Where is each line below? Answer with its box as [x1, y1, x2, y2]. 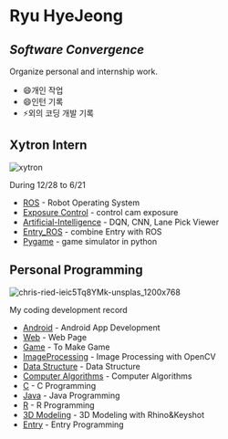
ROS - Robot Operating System [22, 197, 140, 208]
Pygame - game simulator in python [22, 235, 158, 246]
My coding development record [9, 304, 128, 315]
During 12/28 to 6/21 [9, 179, 87, 190]
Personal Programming [9, 262, 143, 278]
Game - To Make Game [22, 341, 110, 352]
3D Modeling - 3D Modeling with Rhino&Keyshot [22, 409, 205, 420]
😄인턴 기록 [22, 97, 64, 107]
